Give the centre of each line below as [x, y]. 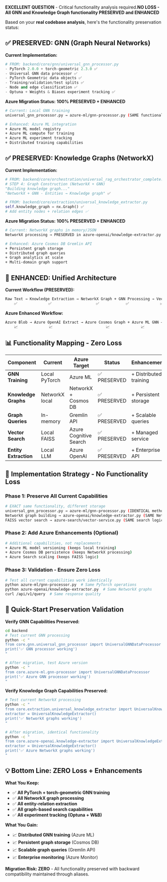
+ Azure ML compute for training [40, 133]
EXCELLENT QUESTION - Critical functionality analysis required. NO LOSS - [83, 7]
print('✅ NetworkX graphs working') [43, 718]
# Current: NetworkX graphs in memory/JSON [51, 230]
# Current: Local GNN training [38, 111]
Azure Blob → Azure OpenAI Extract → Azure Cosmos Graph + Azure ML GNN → [84, 322]
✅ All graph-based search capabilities [52, 809]
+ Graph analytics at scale [34, 258]
